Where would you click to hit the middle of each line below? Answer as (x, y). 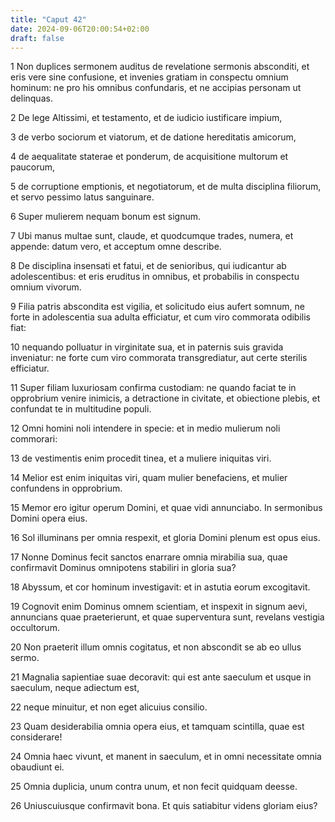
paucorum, (33, 167)
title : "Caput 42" (48, 19)
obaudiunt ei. (37, 767)
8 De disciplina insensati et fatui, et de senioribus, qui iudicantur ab (148, 266)
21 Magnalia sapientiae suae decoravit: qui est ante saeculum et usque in (161, 677)
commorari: (34, 439)
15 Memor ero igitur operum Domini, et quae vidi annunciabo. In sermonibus (166, 508)
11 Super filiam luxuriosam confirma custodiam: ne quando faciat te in (153, 388)
